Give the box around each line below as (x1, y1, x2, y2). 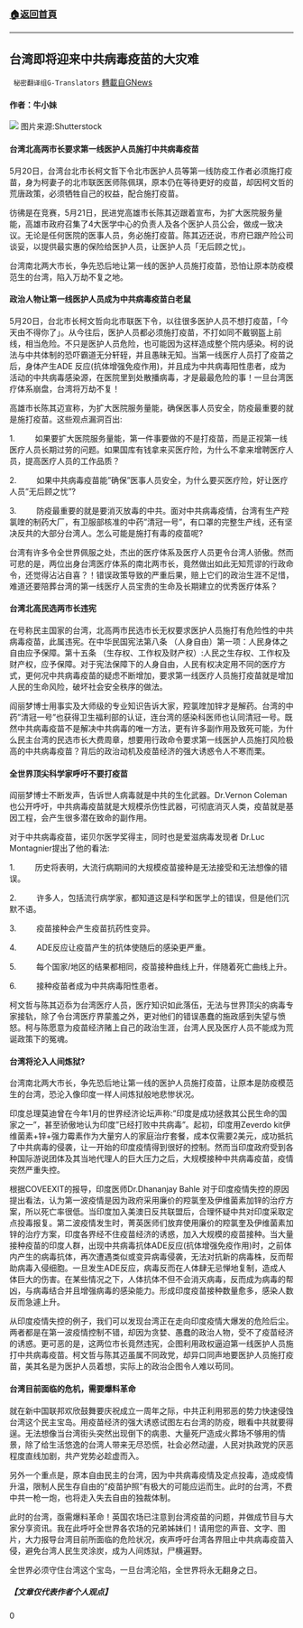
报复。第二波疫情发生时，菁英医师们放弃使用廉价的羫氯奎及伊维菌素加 (32, 1217, 294, 1229)
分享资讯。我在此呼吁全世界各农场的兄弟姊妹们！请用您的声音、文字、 (16, 1522, 278, 1533)
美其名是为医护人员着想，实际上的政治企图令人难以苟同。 (24, 1361, 239, 1372)
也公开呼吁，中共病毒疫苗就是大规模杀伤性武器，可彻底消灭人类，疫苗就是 (9, 801, 286, 812)
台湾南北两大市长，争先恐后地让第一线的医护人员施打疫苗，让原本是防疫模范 (9, 1077, 294, 1089)
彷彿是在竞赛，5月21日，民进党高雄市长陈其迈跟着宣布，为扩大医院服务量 (9, 207, 283, 218)
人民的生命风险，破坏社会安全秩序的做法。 (9, 681, 168, 692)
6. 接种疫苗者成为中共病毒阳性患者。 (9, 981, 163, 991)
